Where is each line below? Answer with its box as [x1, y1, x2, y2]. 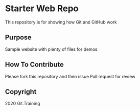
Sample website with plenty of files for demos [5, 46, 98, 52]
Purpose [5, 33, 32, 42]
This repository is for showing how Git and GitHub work [5, 19, 117, 25]
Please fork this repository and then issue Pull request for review [5, 73, 136, 79]
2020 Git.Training [5, 101, 40, 107]
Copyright [5, 88, 37, 96]
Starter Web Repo [5, 3, 79, 14]
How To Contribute [5, 61, 64, 69]
